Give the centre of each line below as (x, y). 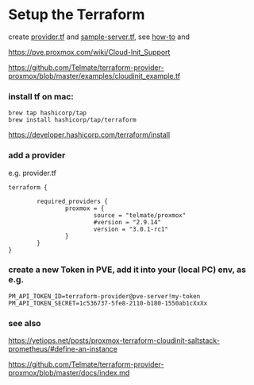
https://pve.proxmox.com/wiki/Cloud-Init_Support (89, 52)
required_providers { (73, 201)
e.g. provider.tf (33, 173)
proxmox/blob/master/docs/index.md (69, 373)
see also (25, 323)
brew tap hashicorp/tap (48, 113)
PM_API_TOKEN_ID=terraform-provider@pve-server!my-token (104, 296)
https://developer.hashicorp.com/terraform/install (89, 135)
